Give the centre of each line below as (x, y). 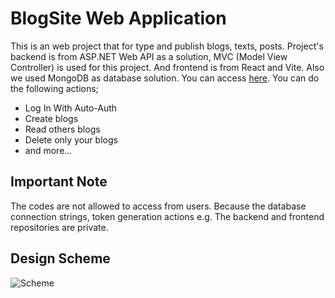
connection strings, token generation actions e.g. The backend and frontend (167, 216)
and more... (48, 150)
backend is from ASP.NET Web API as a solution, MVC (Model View (149, 56)
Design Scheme (60, 258)
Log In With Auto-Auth (71, 108)
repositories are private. (59, 227)
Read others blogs (62, 129)
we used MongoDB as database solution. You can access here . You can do (165, 78)
